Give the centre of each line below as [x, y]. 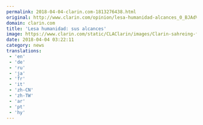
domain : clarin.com [31, 23]
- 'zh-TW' [21, 96]
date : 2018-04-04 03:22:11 [40, 40]
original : [19, 17]
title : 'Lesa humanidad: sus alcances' [56, 29]
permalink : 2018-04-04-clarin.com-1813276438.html [71, 12]
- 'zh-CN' [21, 90]
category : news [25, 46]
